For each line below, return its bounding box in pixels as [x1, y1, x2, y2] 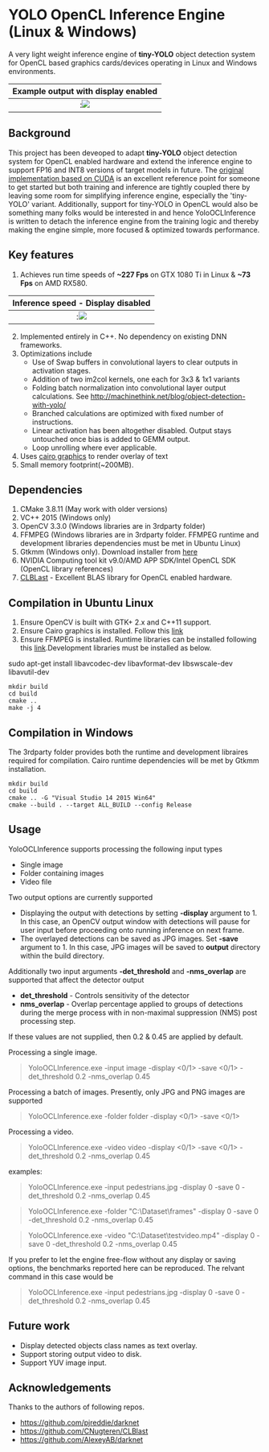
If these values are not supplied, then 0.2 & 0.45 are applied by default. [8, 1032, 243, 1042]
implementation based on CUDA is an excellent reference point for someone [8, 173, 260, 183]
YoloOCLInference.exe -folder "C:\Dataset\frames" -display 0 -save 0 [27, 1206, 259, 1216]
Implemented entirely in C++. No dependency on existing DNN [19, 332, 227, 341]
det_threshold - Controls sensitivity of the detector [19, 990, 190, 1000]
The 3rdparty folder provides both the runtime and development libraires [8, 747, 249, 757]
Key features [8, 248, 74, 262]
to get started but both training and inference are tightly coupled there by [8, 182, 251, 192]
